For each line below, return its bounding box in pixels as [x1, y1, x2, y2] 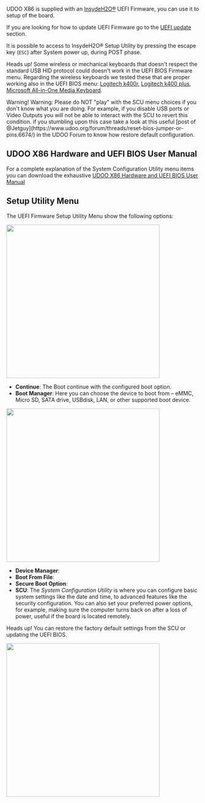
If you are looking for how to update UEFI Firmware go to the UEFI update [6, 24, 192, 31]
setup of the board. [6, 12, 55, 19]
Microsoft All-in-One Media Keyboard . [6, 87, 103, 94]
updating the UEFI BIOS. [6, 630, 67, 638]
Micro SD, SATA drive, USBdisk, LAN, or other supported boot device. [15, 396, 191, 403]
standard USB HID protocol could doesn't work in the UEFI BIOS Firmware [6, 67, 193, 74]
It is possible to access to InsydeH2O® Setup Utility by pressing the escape [6, 42, 196, 49]
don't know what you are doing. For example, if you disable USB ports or [6, 105, 190, 112]
